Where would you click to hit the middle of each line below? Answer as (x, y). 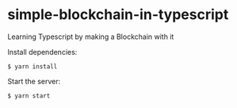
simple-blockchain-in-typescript (118, 15)
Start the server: (34, 81)
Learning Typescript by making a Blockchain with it (91, 37)
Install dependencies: (42, 52)
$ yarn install (32, 66)
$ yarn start (29, 96)
